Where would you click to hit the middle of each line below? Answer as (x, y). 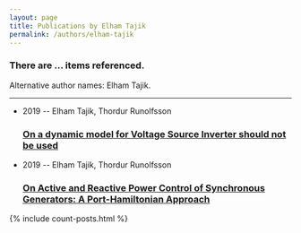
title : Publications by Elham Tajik (77, 26)
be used (40, 145)
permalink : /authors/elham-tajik (72, 34)
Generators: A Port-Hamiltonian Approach (116, 199)
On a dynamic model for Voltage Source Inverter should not (154, 134)
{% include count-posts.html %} (69, 219)
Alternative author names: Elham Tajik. (80, 85)
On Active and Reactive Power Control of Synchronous (144, 187)
